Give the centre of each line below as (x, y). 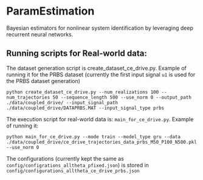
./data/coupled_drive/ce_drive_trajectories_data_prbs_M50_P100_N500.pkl (102, 142)
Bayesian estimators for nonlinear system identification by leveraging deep (100, 28)
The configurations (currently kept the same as (65, 158)
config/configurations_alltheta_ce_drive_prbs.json (73, 171)
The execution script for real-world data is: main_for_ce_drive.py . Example (100, 119)
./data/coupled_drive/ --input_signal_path (62, 102)
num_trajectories (28, 97)
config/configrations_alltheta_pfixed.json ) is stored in (77, 165)
